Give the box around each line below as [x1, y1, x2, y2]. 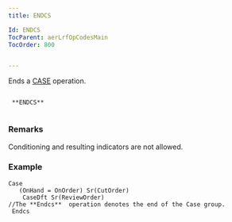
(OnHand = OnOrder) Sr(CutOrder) [18, 186, 130, 194]
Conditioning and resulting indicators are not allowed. [8, 142, 184, 151]
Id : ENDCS [8, 25, 41, 34]
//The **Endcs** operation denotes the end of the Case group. [8, 200, 226, 209]
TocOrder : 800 [8, 40, 56, 48]
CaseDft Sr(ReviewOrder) [22, 193, 105, 201]
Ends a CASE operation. [8, 76, 87, 86]
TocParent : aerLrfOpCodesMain [8, 33, 109, 41]
